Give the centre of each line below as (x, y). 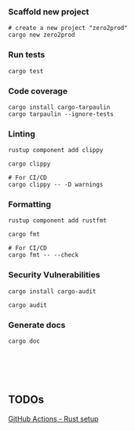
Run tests (27, 55)
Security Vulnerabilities (54, 275)
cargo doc (24, 341)
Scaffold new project (49, 12)
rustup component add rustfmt (58, 221)
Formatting (30, 205)
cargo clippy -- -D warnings (56, 185)
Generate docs (37, 325)
